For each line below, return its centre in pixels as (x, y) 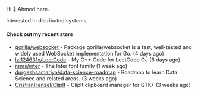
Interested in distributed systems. (47, 20)
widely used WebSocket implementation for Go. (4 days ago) (89, 54)
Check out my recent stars (40, 34)
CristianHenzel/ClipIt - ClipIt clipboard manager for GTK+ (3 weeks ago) (103, 85)
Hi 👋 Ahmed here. (28, 9)
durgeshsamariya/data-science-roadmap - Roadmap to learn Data (96, 72)
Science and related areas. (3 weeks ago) (66, 79)
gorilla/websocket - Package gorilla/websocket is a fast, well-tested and (103, 47)
